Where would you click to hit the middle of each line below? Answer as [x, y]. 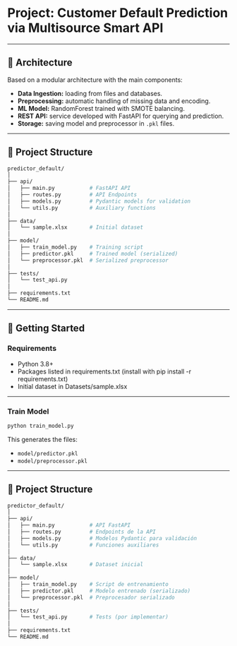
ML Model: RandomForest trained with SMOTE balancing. [101, 108]
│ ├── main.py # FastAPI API [69, 189]
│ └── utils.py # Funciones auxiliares [83, 545]
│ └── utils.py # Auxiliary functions [82, 208]
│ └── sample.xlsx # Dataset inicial [75, 565]
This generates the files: [42, 439]
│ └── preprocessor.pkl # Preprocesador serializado [91, 597]
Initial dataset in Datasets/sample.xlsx [72, 386]
